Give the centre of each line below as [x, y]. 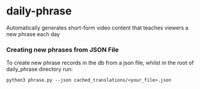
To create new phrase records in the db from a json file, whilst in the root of [100, 63]
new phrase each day [33, 34]
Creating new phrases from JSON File [63, 49]
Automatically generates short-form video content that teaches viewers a [97, 28]
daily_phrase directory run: [40, 69]
